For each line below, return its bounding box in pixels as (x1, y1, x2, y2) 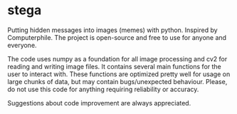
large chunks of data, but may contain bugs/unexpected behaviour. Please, (7, 77, 228, 85)
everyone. (7, 41, 37, 49)
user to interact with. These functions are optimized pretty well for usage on (7, 70, 231, 78)
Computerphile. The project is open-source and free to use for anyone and (7, 33, 226, 41)
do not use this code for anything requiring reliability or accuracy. (7, 85, 199, 93)
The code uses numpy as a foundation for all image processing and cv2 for (7, 54, 228, 63)
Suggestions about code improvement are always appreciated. (7, 98, 191, 107)
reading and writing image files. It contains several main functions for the (7, 62, 222, 71)
